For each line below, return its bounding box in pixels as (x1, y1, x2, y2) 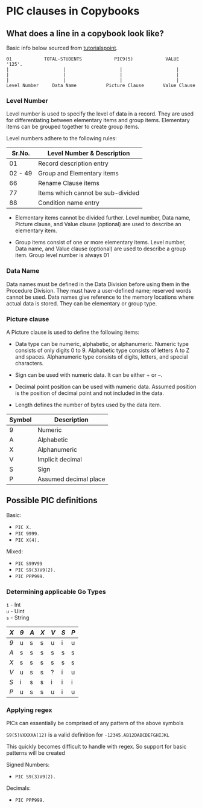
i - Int (6, 601, 21, 608)
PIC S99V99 (14, 561, 43, 567)
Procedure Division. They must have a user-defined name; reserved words (6, 287, 192, 294)
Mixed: (6, 547, 24, 555)
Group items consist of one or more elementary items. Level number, (14, 239, 186, 246)
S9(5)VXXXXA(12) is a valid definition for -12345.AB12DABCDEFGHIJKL (6, 731, 170, 738)
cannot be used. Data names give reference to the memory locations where (6, 293, 194, 301)
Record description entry (38, 159, 109, 168)
